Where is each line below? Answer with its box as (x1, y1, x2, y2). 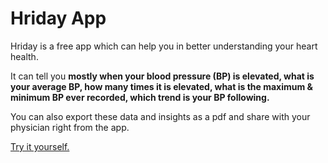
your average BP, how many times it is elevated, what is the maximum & (10, 80, 313, 92)
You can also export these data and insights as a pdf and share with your (10, 110, 311, 122)
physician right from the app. (10, 121, 130, 133)
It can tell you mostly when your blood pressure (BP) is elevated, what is (10, 70, 315, 82)
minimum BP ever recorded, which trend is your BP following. (10, 91, 270, 103)
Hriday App (10, 7, 107, 30)
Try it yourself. (10, 140, 70, 152)
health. (10, 50, 39, 62)
